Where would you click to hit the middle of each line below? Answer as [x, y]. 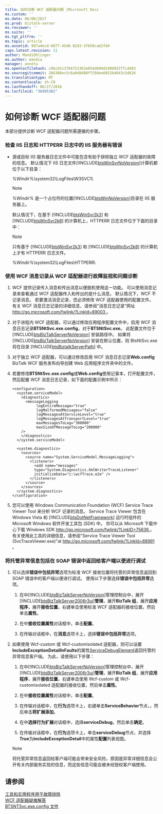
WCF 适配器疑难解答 [26, 800]
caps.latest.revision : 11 [31, 50]
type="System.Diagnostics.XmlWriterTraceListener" [86, 470]
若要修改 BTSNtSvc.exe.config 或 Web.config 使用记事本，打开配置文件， [85, 373]
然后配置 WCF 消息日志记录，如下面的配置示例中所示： [67, 379]
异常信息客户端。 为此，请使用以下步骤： [53, 656]
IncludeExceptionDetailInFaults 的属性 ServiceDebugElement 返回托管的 [84, 650]
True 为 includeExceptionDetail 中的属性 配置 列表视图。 [74, 739]
